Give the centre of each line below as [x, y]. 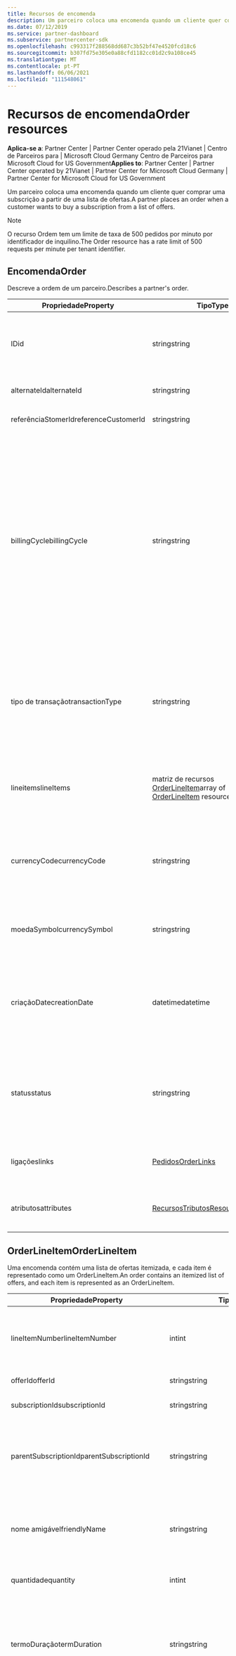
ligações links [32, 1161]
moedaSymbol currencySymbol [62, 929]
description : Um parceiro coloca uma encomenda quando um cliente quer [114, 20]
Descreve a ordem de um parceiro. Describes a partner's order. [98, 288]
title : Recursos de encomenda [52, 14]
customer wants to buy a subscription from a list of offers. [91, 207]
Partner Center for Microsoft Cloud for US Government [86, 178]
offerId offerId [33, 1380]
